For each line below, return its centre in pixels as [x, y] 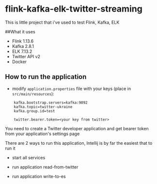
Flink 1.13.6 [23, 41]
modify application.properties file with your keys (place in [71, 89]
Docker [19, 61]
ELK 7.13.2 [22, 51]
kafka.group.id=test [34, 111]
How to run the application [46, 77]
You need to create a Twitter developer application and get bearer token [77, 128]
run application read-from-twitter [45, 167]
